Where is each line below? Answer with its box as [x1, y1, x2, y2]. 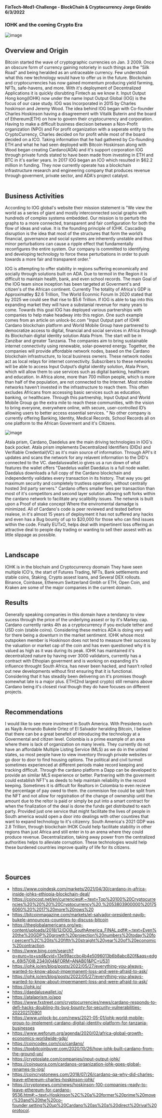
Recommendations [5, 708, 63, 716]
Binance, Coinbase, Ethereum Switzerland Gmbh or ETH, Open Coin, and [5, 579, 150, 585]
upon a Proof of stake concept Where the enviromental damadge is [5, 501, 139, 506]
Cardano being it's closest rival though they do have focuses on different [5, 683, 150, 689]
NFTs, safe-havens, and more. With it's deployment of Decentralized [5, 85, 141, 91]
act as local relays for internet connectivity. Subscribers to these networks [5, 358, 153, 364]
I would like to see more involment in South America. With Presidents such [5, 721, 153, 727]
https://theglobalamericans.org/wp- [12, 922, 83, 928]
